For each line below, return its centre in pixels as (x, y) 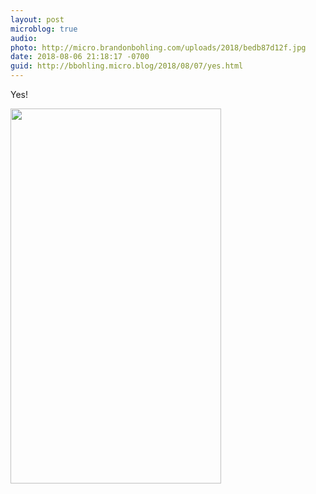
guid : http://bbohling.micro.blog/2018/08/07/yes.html (127, 66)
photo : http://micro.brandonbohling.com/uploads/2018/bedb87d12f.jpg (158, 47)
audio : (24, 38)
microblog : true (44, 29)
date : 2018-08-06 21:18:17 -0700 (80, 57)
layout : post (37, 19)
